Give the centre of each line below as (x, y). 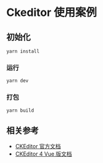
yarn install (23, 51)
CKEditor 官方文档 (38, 147)
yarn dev (17, 81)
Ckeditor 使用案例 (51, 13)
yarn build (20, 110)
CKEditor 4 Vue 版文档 (44, 154)
